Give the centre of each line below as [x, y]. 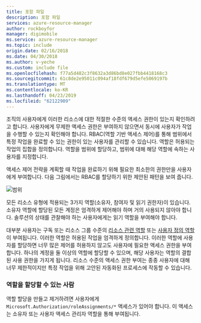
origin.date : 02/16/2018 [37, 51]
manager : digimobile [32, 34]
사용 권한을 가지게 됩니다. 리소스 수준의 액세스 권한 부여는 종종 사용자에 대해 [101, 260]
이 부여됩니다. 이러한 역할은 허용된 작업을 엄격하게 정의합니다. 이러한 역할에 [94, 237]
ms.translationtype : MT [36, 85]
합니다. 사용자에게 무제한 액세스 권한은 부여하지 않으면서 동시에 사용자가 [97, 126]
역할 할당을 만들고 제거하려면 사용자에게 [53, 298]
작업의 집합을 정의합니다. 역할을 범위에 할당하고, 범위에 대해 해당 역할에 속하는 [97, 149]
